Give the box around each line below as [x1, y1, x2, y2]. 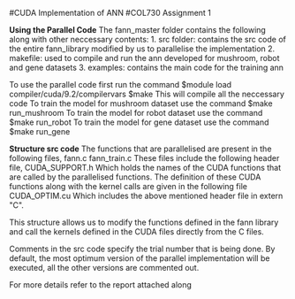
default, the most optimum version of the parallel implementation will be [9, 253, 270, 264]
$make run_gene [9, 126, 71, 136]
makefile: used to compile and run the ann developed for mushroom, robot [9, 53, 280, 63]
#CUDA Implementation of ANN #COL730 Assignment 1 [9, 8, 212, 18]
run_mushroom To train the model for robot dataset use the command [9, 108, 263, 118]
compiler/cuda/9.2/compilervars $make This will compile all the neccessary [9, 88, 285, 99]
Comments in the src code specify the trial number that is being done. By [9, 243, 276, 254]
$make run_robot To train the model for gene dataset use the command [9, 117, 269, 127]
